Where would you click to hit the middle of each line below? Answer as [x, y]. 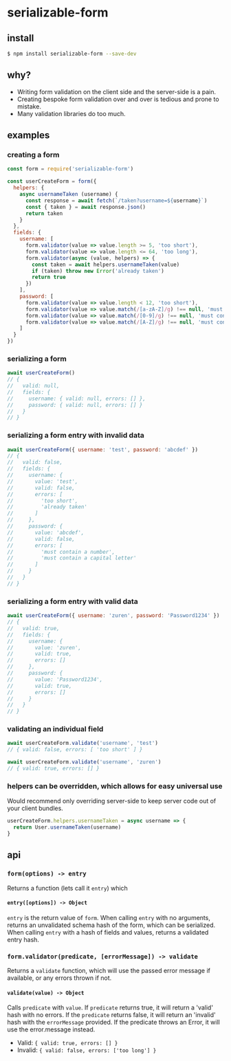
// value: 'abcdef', [46, 533]
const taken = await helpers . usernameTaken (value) [106, 265]
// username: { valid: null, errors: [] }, [77, 399]
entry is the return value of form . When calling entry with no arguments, [109, 917]
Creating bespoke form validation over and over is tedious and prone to [118, 99]
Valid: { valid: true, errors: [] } [67, 1043]
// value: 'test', [43, 481]
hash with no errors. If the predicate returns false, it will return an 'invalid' [111, 1015]
